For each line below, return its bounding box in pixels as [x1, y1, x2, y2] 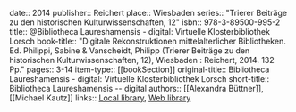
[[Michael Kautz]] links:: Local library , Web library [9, 92, 191, 103]
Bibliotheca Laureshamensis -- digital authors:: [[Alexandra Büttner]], [9, 84, 264, 93]
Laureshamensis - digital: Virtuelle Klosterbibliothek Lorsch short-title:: [9, 74, 270, 84]
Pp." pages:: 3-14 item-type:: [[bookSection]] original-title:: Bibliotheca [9, 64, 270, 75]
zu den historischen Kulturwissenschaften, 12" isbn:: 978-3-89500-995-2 [9, 17, 281, 28]
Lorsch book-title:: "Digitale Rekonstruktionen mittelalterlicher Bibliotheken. [9, 36, 286, 46]
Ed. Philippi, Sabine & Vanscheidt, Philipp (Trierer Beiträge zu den [9, 45, 250, 56]
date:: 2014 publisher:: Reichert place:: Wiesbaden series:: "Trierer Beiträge [9, 8, 288, 18]
